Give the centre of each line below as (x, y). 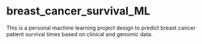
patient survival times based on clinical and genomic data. (80, 34)
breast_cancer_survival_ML (78, 11)
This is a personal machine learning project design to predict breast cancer (101, 28)
